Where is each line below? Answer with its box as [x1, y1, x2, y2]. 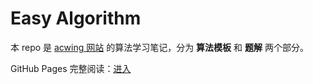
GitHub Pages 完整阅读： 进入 [10, 62, 132, 74]
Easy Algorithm [10, 7, 142, 30]
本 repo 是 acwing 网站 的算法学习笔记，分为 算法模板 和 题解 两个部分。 [10, 41, 309, 53]
